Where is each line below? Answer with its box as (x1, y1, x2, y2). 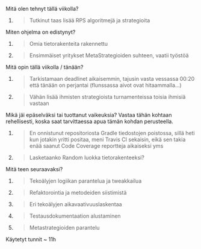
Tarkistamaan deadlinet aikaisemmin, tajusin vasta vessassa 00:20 (29, 75, 195, 82)
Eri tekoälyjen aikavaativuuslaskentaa (29, 201, 122, 207)
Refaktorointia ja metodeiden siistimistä (29, 189, 127, 196)
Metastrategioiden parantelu (29, 224, 100, 231)
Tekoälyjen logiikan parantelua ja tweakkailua (29, 177, 142, 184)
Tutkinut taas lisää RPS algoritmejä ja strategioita (29, 17, 150, 24)
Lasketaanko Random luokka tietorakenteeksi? (29, 154, 145, 161)
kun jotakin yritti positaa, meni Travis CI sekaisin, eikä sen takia (29, 136, 186, 143)
